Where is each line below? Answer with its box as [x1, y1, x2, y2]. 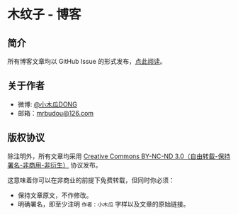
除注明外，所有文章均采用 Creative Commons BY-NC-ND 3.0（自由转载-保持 [7, 152, 231, 160]
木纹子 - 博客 [7, 6, 81, 23]
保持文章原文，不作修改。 [17, 191, 93, 199]
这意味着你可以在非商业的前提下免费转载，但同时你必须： [7, 175, 175, 184]
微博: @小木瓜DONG [17, 100, 78, 109]
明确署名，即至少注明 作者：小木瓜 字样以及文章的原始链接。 [17, 199, 190, 208]
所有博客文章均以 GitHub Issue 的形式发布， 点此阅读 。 [7, 57, 166, 65]
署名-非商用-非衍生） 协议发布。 [7, 160, 102, 169]
